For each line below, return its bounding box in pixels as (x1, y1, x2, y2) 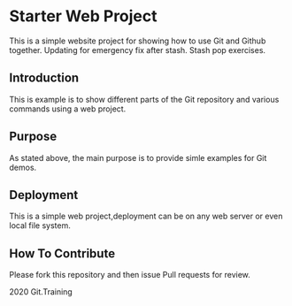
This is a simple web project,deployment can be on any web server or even (9, 210, 283, 222)
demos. (9, 162, 37, 172)
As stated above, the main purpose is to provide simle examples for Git (9, 152, 267, 163)
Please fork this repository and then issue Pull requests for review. (9, 270, 250, 280)
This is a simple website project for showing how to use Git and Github (9, 35, 266, 46)
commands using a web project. (9, 103, 127, 114)
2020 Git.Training (9, 287, 73, 297)
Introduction (9, 71, 80, 86)
